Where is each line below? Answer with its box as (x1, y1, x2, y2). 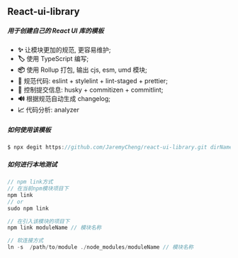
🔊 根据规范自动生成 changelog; (17, 95, 111, 103)
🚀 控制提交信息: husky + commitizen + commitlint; (17, 85, 164, 95)
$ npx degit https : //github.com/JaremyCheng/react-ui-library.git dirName (7, 144, 233, 151)
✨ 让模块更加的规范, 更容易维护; (17, 45, 111, 54)
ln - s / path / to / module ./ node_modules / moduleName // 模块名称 (7, 244, 193, 251)
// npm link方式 (7, 178, 53, 186)
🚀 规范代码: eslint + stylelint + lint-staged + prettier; (17, 77, 168, 85)
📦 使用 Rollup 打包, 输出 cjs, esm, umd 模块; (17, 65, 147, 74)
